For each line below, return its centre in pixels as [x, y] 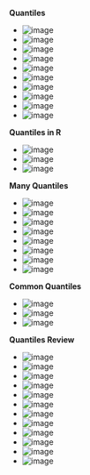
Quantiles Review [42, 340]
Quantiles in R [35, 132]
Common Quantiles [45, 286]
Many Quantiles [39, 185]
